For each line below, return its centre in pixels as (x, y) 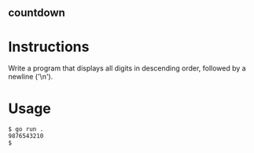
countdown (37, 13)
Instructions (49, 47)
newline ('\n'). (31, 77)
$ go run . (26, 129)
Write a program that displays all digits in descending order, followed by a (127, 68)
